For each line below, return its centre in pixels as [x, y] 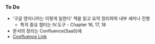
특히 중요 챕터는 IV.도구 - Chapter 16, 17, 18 [63, 25]
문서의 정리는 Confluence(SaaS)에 [47, 31]
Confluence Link [30, 36]
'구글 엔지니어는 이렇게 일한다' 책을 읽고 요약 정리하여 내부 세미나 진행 [81, 18]
